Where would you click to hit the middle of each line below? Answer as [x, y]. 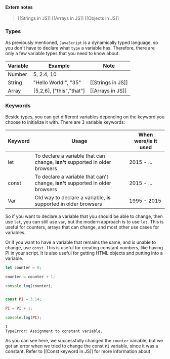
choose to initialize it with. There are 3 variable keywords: [65, 122]
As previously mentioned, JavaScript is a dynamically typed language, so [82, 42]
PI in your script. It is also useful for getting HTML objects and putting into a [84, 253]
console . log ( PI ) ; [24, 318]
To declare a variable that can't [72, 176]
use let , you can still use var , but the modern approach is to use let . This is [84, 221]
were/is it [146, 141]
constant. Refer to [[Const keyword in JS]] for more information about [78, 351]
